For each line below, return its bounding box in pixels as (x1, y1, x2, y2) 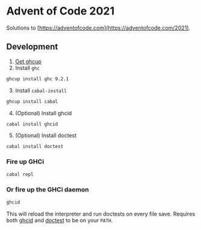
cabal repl (6, 171, 34, 177)
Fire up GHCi (6, 158, 44, 166)
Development (6, 42, 59, 52)
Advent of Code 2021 (6, 4, 115, 18)
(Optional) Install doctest (15, 132, 77, 139)
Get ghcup (15, 57, 42, 65)
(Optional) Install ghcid (15, 109, 72, 117)
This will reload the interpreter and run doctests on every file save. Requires (6, 210, 196, 217)
